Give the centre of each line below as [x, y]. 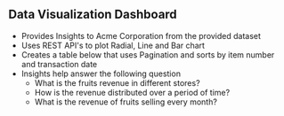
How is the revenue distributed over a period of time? [132, 92]
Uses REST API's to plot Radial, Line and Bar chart [113, 45]
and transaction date [59, 64]
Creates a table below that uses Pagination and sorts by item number [148, 54]
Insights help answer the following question [101, 73]
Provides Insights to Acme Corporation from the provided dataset [141, 35]
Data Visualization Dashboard [93, 15]
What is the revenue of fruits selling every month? [126, 102]
